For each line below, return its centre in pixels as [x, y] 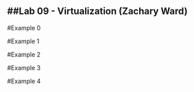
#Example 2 [24, 54]
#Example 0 [24, 27]
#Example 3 [24, 67]
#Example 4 [24, 81]
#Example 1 [23, 41]
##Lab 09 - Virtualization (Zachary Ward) [97, 11]
